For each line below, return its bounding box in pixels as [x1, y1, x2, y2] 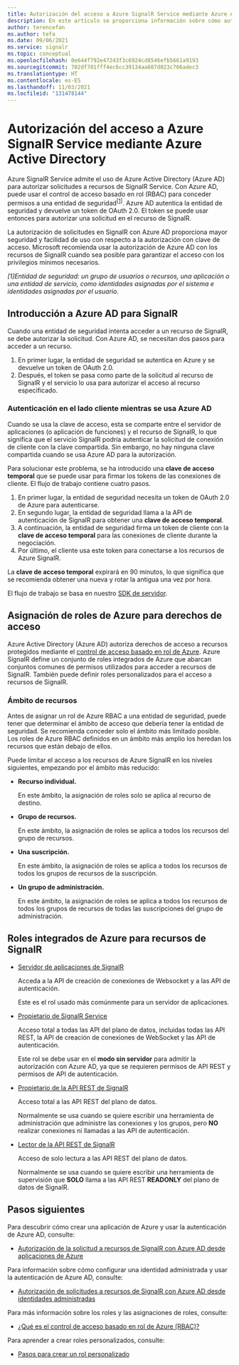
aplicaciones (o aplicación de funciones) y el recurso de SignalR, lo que [7, 427, 217, 436]
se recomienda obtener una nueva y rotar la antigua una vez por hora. [7, 575, 212, 584]
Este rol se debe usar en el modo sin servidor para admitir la [17, 1054, 196, 1063]
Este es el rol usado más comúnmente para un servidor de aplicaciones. [17, 998, 230, 1006]
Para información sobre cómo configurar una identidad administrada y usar [7, 1265, 228, 1274]
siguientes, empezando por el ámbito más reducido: [7, 763, 160, 771]
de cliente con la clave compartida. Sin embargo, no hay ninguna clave [7, 442, 215, 451]
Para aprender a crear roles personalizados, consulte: [7, 1336, 165, 1344]
